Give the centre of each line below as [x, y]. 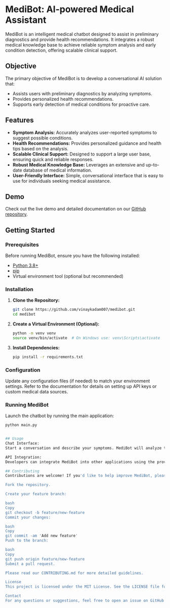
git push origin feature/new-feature [45, 559]
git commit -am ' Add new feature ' [42, 536]
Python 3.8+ [26, 266]
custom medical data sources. [37, 392]
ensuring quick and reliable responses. [53, 159]
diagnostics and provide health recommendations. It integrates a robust [80, 39]
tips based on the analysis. [40, 148]
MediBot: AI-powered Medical [70, 9]
